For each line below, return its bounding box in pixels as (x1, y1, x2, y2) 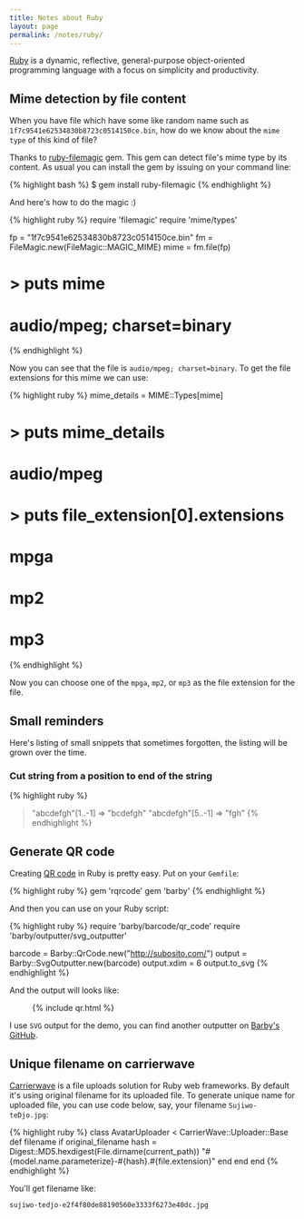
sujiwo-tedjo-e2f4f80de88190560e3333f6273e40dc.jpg (9, 1200, 209, 1209)
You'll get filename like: (9, 1183, 97, 1194)
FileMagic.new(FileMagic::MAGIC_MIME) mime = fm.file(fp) (9, 242, 231, 253)
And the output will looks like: (9, 985, 120, 996)
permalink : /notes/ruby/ (9, 30, 103, 39)
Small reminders (9, 713, 104, 728)
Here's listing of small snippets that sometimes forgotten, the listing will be (9, 738, 288, 748)
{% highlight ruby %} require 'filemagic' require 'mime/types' (9, 214, 238, 225)
